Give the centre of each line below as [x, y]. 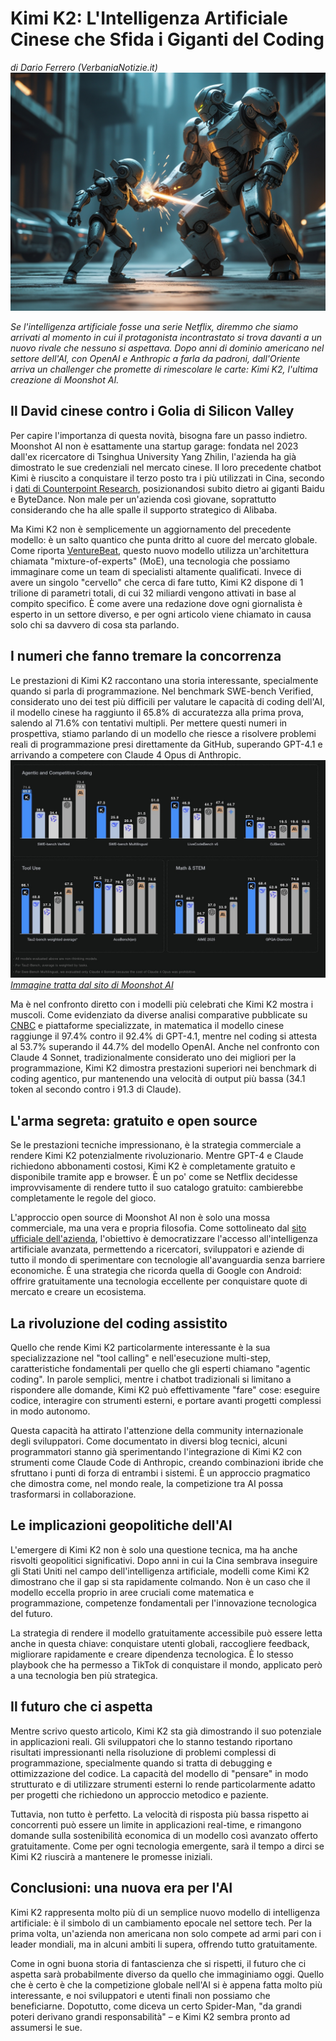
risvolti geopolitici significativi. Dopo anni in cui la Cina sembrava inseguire [164, 1560]
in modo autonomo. [50, 1411]
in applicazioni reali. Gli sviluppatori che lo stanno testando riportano [151, 1741]
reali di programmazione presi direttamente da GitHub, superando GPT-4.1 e [166, 744]
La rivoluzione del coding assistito [119, 1323]
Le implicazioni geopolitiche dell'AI [121, 1525]
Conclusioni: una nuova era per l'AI [121, 1888]
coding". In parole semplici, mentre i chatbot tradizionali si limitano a [151, 1379]
